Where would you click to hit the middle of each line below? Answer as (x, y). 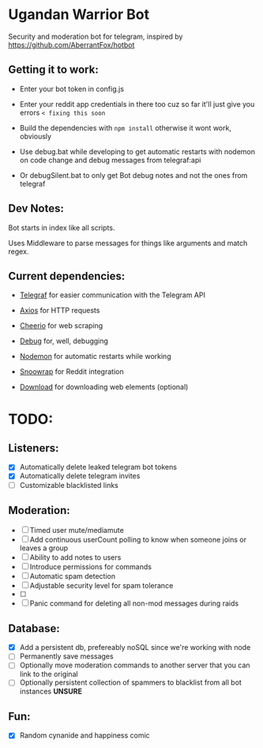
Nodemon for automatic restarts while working (95, 357)
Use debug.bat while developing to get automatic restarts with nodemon (137, 151)
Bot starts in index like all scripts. (62, 228)
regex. (19, 251)
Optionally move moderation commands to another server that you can (135, 665)
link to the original (49, 674)
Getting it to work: (53, 70)
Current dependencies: (67, 276)
